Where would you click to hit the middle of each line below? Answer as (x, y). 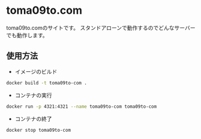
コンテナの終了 (33, 119)
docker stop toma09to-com (38, 130)
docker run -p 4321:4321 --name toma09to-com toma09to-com (82, 106)
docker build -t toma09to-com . (46, 83)
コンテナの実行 (33, 95)
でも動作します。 (27, 35)
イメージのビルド (36, 71)
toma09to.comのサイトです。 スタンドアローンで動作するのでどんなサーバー (101, 28)
